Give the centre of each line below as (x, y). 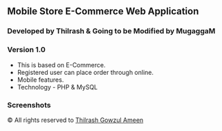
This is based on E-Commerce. (61, 64)
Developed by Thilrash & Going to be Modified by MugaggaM (111, 31)
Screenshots (29, 105)
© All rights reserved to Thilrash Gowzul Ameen (75, 120)
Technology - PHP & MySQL (57, 87)
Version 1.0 (27, 50)
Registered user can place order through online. (85, 72)
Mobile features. (40, 80)
